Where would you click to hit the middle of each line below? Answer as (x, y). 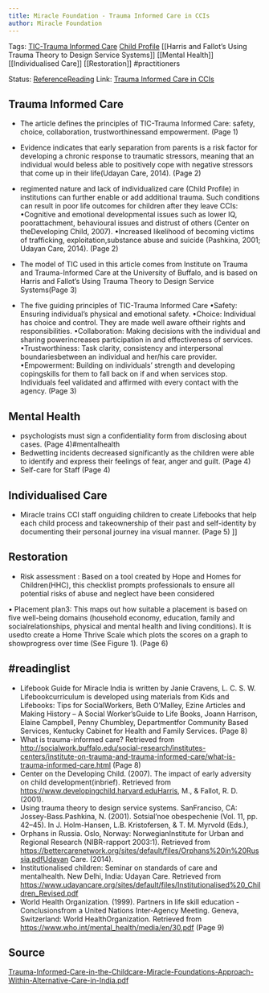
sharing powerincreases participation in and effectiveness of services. (136, 340)
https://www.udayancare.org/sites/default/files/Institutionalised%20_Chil (140, 884)
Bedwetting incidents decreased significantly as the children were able (137, 453)
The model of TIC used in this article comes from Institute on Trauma (134, 264)
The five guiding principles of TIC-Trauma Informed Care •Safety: (128, 306)
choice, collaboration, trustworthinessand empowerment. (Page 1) (129, 132)
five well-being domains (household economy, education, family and (122, 617)
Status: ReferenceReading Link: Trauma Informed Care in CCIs (111, 79)
